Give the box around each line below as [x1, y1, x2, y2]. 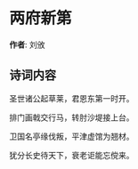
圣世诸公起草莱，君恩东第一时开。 [9, 93, 134, 103]
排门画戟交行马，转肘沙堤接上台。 [9, 112, 134, 123]
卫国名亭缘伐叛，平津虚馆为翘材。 [9, 131, 134, 141]
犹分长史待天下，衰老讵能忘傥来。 [9, 149, 134, 160]
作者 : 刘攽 [9, 39, 45, 50]
